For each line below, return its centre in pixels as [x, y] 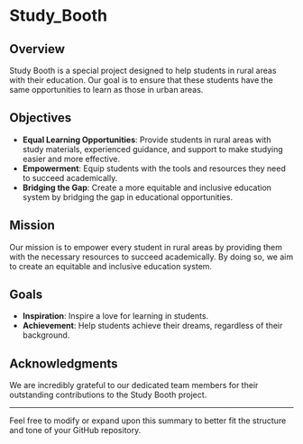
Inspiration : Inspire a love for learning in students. [115, 316]
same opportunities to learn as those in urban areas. [106, 90]
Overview [37, 49]
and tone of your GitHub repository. [75, 430]
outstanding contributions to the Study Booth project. [108, 395]
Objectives [41, 118]
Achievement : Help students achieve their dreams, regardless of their [152, 326]
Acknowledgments [64, 363]
